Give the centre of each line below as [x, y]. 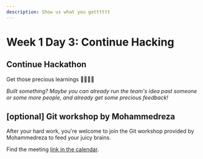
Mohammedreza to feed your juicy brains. [59, 138]
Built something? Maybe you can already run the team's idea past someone [102, 91]
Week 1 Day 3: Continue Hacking [91, 42]
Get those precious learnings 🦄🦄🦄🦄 [50, 79]
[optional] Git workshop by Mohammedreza [91, 117]
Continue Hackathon [46, 65]
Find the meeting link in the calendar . [53, 149]
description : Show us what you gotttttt [59, 12]
